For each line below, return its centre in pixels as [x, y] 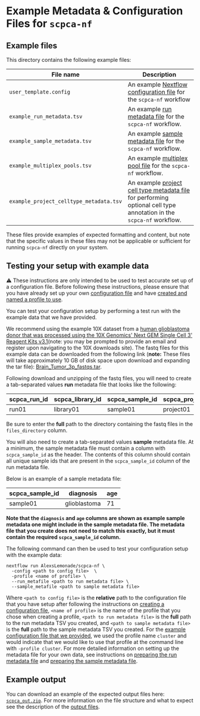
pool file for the [149, 166]
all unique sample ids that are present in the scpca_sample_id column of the [98, 461]
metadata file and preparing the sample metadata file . [72, 661]
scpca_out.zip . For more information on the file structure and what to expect [100, 700]
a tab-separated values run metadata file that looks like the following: [91, 384]
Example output [36, 680]
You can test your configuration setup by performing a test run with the [93, 311]
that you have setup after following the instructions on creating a [85, 604]
